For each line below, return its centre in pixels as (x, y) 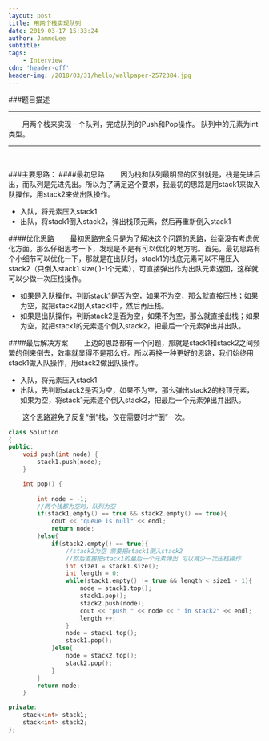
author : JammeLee (37, 38)
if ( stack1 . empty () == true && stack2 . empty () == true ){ (132, 514)
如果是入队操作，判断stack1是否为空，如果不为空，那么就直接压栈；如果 (139, 295)
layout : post (30, 16)
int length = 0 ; (92, 574)
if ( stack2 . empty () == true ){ (100, 544)
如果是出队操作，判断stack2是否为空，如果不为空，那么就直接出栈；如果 (140, 316)
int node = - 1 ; (62, 499)
